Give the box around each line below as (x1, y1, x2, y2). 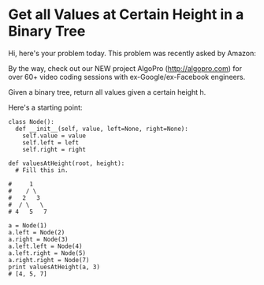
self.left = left (22, 138, 80, 147)
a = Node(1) (8, 221, 47, 230)
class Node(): (8, 118, 55, 126)
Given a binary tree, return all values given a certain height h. (8, 87, 206, 96)
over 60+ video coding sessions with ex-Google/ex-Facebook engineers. (8, 72, 246, 81)
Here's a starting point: (8, 103, 83, 112)
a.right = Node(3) (8, 235, 69, 243)
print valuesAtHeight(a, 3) (8, 263, 101, 271)
